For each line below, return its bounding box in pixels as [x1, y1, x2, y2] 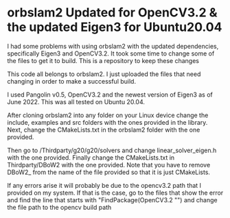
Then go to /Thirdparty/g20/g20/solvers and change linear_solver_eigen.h [7, 146, 217, 154]
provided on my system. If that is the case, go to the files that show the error [7, 189, 224, 197]
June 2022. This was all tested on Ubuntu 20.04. [7, 97, 146, 106]
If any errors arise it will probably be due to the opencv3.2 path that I [7, 181, 201, 189]
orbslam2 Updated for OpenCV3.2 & [7, 5, 218, 21]
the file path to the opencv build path [7, 203, 112, 211]
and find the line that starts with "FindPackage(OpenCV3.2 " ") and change [7, 195, 218, 204]
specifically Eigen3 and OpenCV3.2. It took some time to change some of [7, 49, 215, 58]
